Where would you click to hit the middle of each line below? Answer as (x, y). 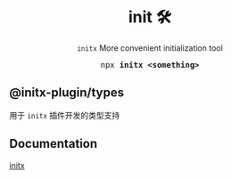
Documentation (54, 144)
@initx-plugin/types (67, 93)
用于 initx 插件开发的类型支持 (65, 115)
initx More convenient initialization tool (150, 48)
